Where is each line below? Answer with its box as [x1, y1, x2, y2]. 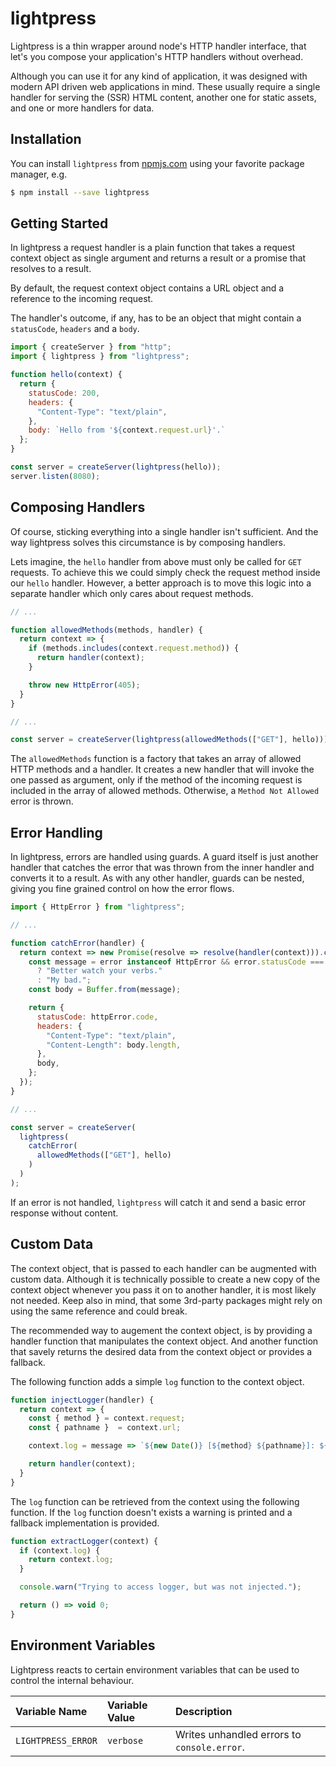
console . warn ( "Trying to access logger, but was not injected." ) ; [19, 1582, 302, 1592]
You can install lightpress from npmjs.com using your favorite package [10, 157, 305, 169]
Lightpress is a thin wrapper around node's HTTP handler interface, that [10, 40, 307, 52]
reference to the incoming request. [10, 293, 154, 305]
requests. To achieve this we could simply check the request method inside [10, 566, 321, 578]
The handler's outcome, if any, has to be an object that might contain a [10, 312, 302, 324]
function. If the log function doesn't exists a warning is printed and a [10, 1506, 293, 1518]
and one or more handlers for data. [10, 102, 155, 114]
